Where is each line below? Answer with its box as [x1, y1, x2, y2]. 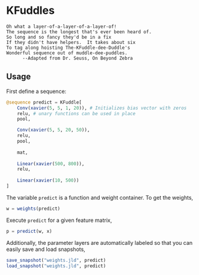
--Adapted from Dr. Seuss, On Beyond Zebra [22, 55, 133, 61]
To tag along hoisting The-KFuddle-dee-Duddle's [6, 45, 130, 51]
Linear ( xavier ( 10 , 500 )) [17, 177, 79, 184]
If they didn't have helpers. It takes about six [6, 39, 136, 45]
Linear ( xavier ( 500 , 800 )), [17, 160, 85, 166]
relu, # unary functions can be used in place [17, 110, 136, 116]
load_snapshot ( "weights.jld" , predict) [6, 263, 106, 269]
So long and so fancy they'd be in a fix [6, 34, 112, 40]
